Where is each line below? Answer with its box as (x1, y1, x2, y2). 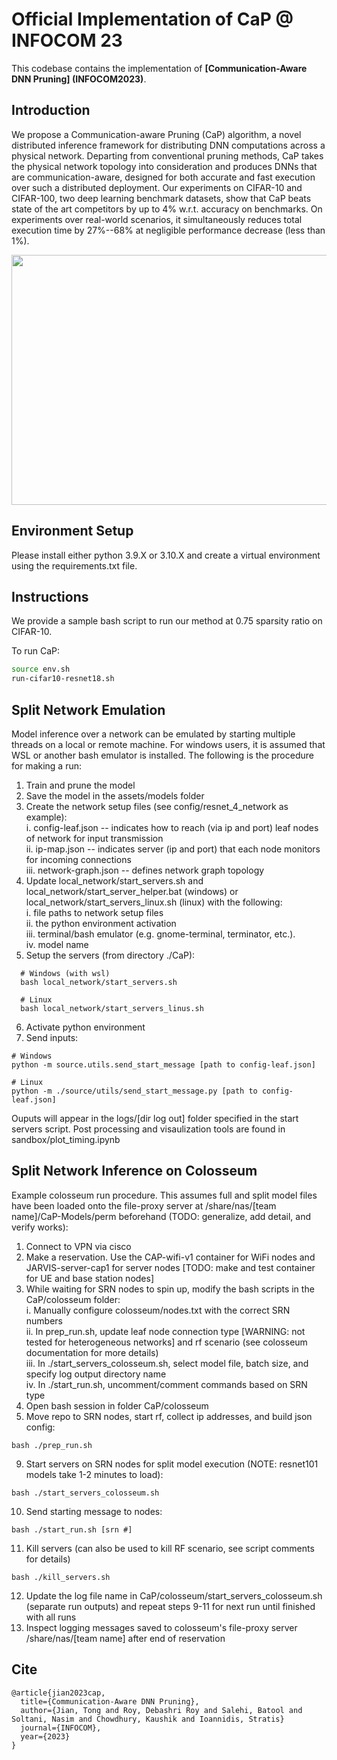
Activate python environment (25, 1021, 146, 1033)
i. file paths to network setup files (25, 906, 164, 918)
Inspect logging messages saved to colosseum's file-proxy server (25, 1621, 298, 1633)
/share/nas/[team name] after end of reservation (25, 1632, 226, 1644)
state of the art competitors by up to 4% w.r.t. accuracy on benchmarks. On (11, 203, 323, 215)
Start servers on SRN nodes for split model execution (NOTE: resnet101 (25, 1458, 319, 1470)
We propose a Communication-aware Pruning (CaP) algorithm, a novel (11, 128, 302, 140)
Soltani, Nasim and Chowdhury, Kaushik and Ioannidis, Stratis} (11, 1714, 285, 1724)
